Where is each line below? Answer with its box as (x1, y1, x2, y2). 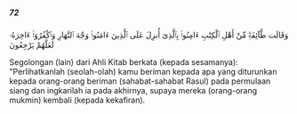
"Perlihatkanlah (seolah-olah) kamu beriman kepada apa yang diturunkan (9, 66, 277, 77)
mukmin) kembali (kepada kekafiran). (9, 94, 146, 105)
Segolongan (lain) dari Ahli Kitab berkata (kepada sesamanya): (9, 56, 238, 67)
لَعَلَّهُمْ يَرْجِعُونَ (9, 39, 54, 50)
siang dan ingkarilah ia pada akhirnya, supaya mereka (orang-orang (9, 85, 258, 95)
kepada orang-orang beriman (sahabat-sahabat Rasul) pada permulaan (9, 76, 271, 86)
